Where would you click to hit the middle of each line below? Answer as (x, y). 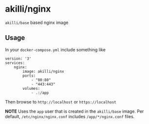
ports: (29, 76)
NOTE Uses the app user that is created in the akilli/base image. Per (74, 111)
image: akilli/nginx (43, 71)
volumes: (31, 88)
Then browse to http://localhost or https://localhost (61, 102)
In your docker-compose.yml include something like (55, 49)
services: (15, 63)
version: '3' (18, 59)
